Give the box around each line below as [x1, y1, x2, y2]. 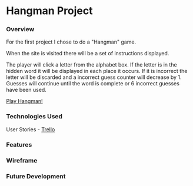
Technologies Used [6, 112, 63, 121]
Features [6, 140, 32, 148]
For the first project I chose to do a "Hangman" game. [6, 38, 137, 45]
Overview [6, 25, 35, 34]
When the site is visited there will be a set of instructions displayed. [6, 50, 169, 57]
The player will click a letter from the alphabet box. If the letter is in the [6, 61, 178, 68]
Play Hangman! [6, 98, 43, 105]
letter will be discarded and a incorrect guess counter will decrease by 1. [6, 74, 182, 81]
